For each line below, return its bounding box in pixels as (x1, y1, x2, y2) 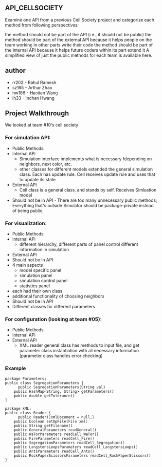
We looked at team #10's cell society (5, 122, 79, 128)
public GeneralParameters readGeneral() (14, 427, 97, 432)
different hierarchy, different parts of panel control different (19, 241, 139, 247)
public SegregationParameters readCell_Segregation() (14, 440, 125, 445)
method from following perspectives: (5, 22, 79, 28)
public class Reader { (5, 410, 51, 415)
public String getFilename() (14, 423, 73, 428)
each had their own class (12, 288, 63, 294)
